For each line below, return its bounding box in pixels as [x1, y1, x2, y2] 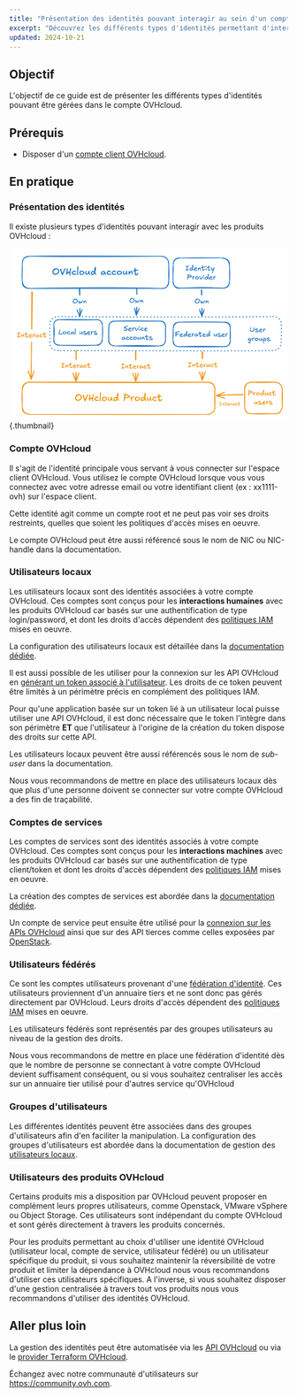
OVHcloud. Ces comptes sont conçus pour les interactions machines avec [9, 846, 283, 856]
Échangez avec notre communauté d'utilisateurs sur [9, 1368, 199, 1379]
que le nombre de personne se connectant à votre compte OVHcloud [9, 1060, 261, 1071]
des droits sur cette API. [9, 731, 97, 742]
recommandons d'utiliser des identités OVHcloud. [9, 1293, 190, 1304]
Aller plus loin [9, 1318, 87, 1333]
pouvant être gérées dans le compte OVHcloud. [9, 100, 183, 111]
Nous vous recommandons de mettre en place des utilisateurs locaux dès [9, 775, 278, 786]
